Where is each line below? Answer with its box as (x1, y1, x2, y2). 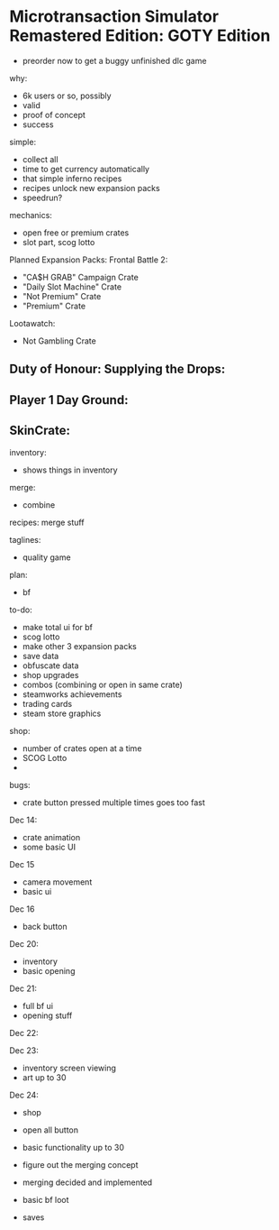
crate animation (22, 831, 81, 842)
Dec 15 (9, 858, 35, 869)
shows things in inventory (22, 464, 119, 475)
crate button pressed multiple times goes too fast (22, 796, 205, 808)
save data (22, 650, 59, 661)
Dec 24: (9, 1089, 39, 1100)
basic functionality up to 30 (22, 1142, 124, 1152)
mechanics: (9, 209, 52, 220)
